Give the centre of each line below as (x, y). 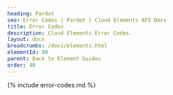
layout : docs (26, 40)
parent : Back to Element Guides (54, 59)
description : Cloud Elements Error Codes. (70, 33)
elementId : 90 (28, 53)
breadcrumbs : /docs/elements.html (58, 46)
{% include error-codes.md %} (52, 85)
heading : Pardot (31, 14)
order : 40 (22, 65)
